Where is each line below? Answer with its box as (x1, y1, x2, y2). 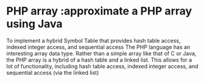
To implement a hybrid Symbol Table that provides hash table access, (6, 37, 181, 44)
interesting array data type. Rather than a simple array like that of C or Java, (6, 49, 197, 57)
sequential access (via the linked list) (6, 69, 99, 76)
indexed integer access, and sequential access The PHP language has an (6, 43, 191, 51)
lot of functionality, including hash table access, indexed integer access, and (6, 62, 199, 70)
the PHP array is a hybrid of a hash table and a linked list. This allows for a (6, 56, 192, 63)
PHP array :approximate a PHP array (6, 4, 192, 18)
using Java (6, 17, 63, 31)
